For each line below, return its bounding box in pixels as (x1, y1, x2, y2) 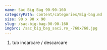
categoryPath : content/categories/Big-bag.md (5, 12, 102, 17)
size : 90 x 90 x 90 (5, 16, 46, 21)
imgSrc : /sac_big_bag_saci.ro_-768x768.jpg (5, 26, 98, 31)
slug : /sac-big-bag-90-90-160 (5, 21, 69, 26)
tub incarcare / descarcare (12, 39, 68, 45)
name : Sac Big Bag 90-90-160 (5, 7, 66, 12)
